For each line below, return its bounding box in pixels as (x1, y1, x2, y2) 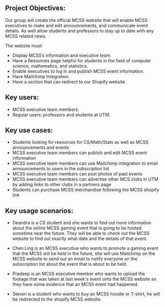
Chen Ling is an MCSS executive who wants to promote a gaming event (12, 245, 159, 251)
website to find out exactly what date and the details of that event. (12, 236, 148, 242)
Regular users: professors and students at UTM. (12, 111, 110, 117)
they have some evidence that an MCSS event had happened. (12, 281, 139, 288)
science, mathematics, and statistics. (12, 63, 88, 69)
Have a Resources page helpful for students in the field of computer (12, 57, 151, 64)
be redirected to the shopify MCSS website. (12, 296, 102, 303)
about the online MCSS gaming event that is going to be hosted (12, 225, 142, 231)
